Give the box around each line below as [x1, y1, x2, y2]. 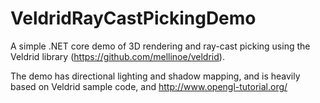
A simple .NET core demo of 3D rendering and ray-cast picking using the [10, 40, 311, 52]
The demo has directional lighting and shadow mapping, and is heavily [10, 70, 301, 82]
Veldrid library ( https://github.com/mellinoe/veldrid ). [10, 50, 225, 62]
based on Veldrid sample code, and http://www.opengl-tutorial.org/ [10, 80, 288, 92]
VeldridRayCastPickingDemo [10, 7, 257, 30]
